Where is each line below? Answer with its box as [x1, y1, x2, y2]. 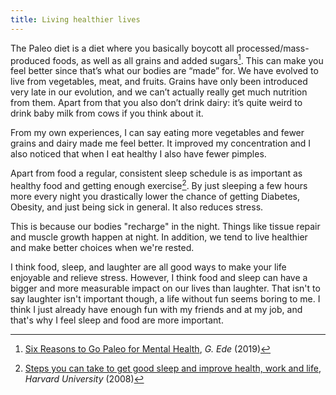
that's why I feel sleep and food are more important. [10, 314, 224, 326]
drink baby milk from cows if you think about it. [10, 107, 204, 120]
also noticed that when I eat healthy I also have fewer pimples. [10, 148, 267, 160]
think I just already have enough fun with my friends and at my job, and [10, 303, 303, 315]
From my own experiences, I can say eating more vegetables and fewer [10, 127, 305, 139]
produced [10, 54, 51, 66]
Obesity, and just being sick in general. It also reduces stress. [10, 201, 264, 213]
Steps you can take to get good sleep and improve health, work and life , [24, 362, 322, 374]
